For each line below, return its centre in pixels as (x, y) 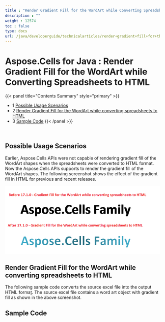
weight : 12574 (21, 21)
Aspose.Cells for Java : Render (69, 61)
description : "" (23, 16)
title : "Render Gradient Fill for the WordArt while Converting (73, 10)
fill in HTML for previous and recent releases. (51, 179)
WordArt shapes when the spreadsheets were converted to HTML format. (80, 163)
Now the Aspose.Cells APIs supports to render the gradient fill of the (74, 168)
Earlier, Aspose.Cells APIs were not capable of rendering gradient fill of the (81, 158)
